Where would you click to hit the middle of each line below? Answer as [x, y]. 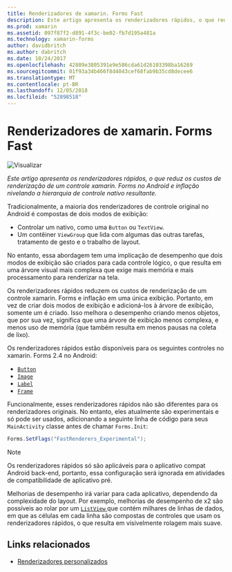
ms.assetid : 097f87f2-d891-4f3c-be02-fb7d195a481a [81, 33]
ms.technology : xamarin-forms [51, 39]
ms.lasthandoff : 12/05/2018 [48, 90]
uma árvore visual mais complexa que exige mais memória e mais [100, 269]
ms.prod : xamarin [32, 26]
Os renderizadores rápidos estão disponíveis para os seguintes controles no [116, 348]
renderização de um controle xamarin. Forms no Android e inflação [103, 185]
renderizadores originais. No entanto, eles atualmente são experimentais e [113, 411]
